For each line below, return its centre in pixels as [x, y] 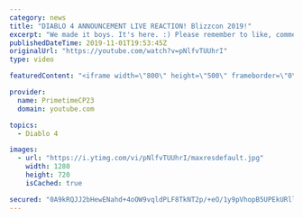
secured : [26, 199]
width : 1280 [48, 167]
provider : [28, 92]
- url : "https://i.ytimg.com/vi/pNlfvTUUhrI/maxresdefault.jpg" [141, 159]
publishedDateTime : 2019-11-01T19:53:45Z [88, 43]
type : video [32, 59]
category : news [38, 18]
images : [24, 150]
